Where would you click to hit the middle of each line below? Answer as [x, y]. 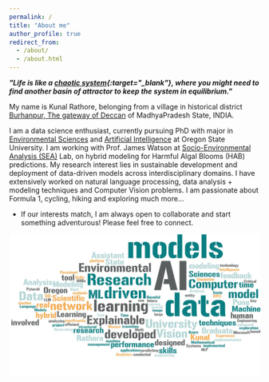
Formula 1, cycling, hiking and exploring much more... [97, 199]
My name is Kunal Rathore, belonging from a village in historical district [126, 107]
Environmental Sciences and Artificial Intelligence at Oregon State [117, 139]
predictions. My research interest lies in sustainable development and [123, 165]
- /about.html [40, 59]
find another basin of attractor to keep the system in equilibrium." [121, 91]
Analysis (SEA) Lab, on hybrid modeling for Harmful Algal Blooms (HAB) [127, 156]
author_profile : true [45, 34]
